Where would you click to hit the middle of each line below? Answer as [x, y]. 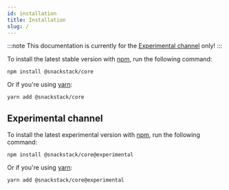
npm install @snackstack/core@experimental [70, 155]
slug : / [18, 26]
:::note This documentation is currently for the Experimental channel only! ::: [115, 46]
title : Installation [37, 20]
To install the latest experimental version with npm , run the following [104, 135]
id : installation [32, 13]
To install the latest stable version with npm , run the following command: [110, 59]
